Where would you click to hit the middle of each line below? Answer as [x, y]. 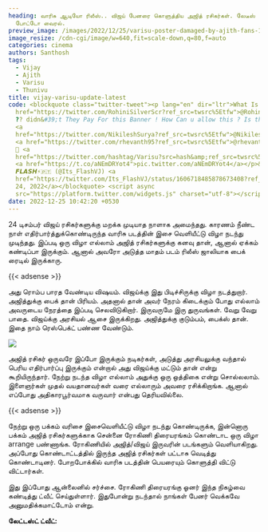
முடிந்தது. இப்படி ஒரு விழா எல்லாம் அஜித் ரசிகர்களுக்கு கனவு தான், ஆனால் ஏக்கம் [133, 242]
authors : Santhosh [39, 53]
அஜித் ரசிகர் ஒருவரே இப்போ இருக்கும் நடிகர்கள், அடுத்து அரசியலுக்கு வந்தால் [127, 358]
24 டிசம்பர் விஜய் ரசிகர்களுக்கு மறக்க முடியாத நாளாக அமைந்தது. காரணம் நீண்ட [132, 224]
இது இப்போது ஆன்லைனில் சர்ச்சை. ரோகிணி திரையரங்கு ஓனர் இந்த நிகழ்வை [127, 486]
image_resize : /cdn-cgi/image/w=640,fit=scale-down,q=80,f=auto [117, 38]
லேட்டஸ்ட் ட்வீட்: [33, 521]
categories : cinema [41, 46]
